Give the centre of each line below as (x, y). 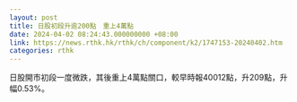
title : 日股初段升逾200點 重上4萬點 (72, 26)
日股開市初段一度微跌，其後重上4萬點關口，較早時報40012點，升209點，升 (149, 78)
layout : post (34, 17)
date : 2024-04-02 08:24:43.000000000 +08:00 (94, 34)
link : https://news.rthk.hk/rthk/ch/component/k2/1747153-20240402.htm (146, 42)
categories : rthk (42, 51)
